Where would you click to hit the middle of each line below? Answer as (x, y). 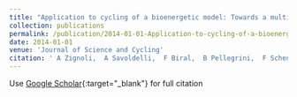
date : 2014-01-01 (41, 42)
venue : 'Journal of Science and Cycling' (87, 50)
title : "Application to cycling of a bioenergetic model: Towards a (138, 17)
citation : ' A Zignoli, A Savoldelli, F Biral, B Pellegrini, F (138, 58)
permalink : (29, 34)
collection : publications (57, 26)
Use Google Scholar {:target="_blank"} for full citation (106, 83)
